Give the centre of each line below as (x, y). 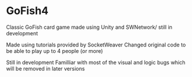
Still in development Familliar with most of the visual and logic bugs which (96, 62)
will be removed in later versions (45, 68)
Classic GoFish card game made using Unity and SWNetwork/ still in (89, 27)
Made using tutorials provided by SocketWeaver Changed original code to (96, 45)
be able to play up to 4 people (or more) (55, 51)
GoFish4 (27, 11)
